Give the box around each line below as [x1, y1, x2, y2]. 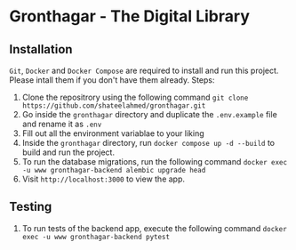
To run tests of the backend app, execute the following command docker [21, 222, 287, 233]
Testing [9, 199, 52, 214]
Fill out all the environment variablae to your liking [21, 128, 204, 139]
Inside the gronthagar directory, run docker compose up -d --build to [21, 138, 276, 148]
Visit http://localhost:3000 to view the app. [21, 173, 185, 184]
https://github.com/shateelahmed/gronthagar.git [21, 101, 206, 110]
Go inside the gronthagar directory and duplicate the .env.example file [21, 109, 277, 119]
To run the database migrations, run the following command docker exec [21, 157, 287, 166]
